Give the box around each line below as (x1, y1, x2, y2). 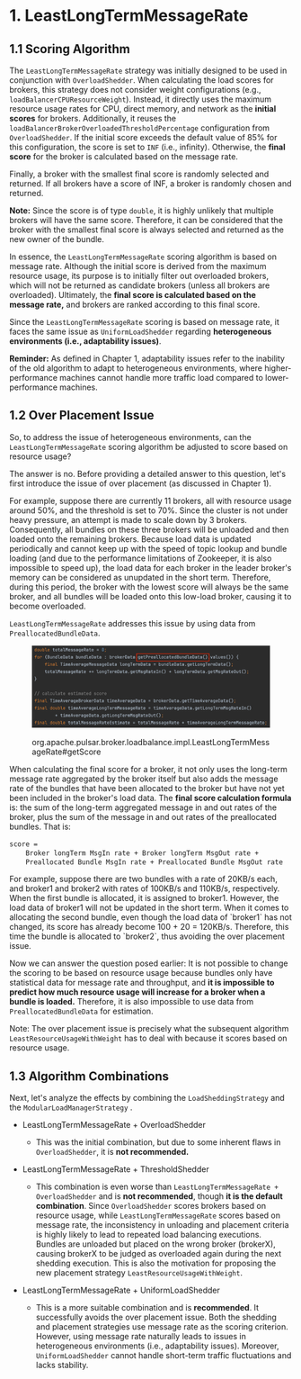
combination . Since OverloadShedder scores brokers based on (35, 1200, 267, 1211)
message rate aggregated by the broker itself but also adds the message (9, 773, 279, 784)
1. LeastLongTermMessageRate (9, 5, 249, 26)
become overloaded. (9, 600, 86, 611)
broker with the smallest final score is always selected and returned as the (9, 224, 285, 235)
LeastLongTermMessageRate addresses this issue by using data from (9, 617, 256, 628)
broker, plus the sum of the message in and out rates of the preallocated (9, 812, 277, 823)
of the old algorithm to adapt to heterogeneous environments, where (9, 363, 263, 374)
